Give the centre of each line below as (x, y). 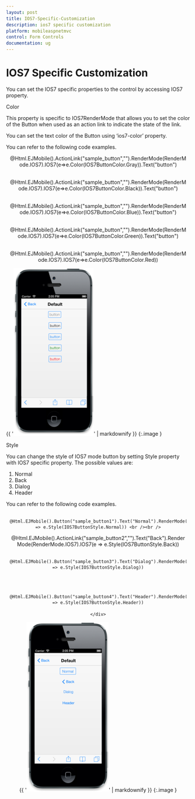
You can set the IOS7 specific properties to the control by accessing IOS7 (94, 89)
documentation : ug (28, 43)
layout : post (22, 12)
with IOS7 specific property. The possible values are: (69, 462)
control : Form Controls (35, 37)
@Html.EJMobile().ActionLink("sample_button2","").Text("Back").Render (98, 538)
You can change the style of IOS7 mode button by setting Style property (93, 456)
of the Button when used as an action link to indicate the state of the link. (94, 124)
